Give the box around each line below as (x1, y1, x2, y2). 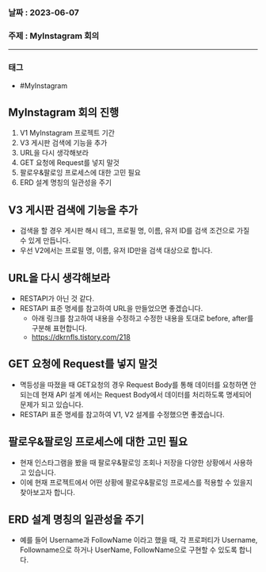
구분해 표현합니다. (31, 323, 87, 332)
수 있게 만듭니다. (19, 236, 71, 245)
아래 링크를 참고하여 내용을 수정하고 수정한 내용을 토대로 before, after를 (31, 313, 254, 323)
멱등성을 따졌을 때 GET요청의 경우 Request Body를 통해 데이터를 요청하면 (19, 379, 249, 390)
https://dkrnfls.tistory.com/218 (31, 332, 131, 342)
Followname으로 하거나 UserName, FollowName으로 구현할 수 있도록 (19, 545, 237, 555)
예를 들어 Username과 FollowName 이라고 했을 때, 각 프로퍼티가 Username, (19, 536, 258, 545)
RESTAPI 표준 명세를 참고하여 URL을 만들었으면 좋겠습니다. (19, 303, 203, 313)
